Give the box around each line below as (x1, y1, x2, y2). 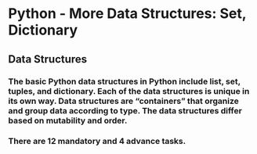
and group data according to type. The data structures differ (8, 105, 243, 116)
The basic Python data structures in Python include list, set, (8, 76, 241, 87)
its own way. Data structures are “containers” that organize (8, 95, 239, 106)
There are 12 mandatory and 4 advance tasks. (8, 136, 186, 147)
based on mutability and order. (8, 115, 128, 126)
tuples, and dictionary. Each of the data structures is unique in (8, 85, 250, 96)
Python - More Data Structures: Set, (8, 5, 247, 23)
